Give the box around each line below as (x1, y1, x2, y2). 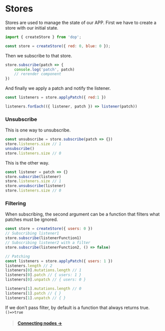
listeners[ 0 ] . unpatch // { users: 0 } (5, 277, 86, 282)
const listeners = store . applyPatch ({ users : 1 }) (5, 258, 113, 263)
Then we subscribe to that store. (5, 52, 72, 58)
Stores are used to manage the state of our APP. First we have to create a (5, 19, 156, 25)
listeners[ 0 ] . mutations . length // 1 (5, 268, 81, 273)
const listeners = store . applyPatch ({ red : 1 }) (5, 95, 106, 100)
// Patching (5, 253, 30, 259)
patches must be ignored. (5, 216, 58, 222)
